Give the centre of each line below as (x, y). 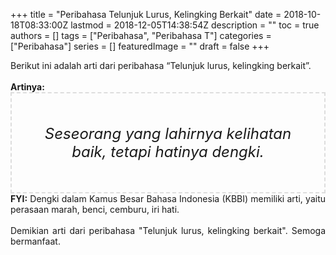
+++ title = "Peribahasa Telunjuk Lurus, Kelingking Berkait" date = (146, 14)
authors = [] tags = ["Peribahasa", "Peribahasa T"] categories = (141, 35)
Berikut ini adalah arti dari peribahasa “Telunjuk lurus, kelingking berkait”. (161, 65)
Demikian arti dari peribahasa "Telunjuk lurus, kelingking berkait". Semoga (168, 230)
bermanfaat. (35, 241)
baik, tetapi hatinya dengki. (168, 151)
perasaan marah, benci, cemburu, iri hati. (95, 209)
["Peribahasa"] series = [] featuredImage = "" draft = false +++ (140, 46)
